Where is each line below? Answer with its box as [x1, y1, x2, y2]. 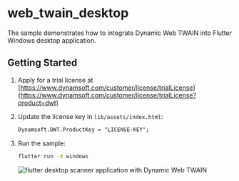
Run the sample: [17, 139, 66, 148]
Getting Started [7, 57, 78, 69]
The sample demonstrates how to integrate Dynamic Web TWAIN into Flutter [7, 29, 233, 37]
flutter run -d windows [17, 152, 89, 160]
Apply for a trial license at [17, 76, 93, 84]
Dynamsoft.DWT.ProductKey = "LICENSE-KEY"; [17, 126, 150, 133]
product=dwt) [17, 98, 59, 107]
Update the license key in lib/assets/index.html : [17, 112, 163, 120]
